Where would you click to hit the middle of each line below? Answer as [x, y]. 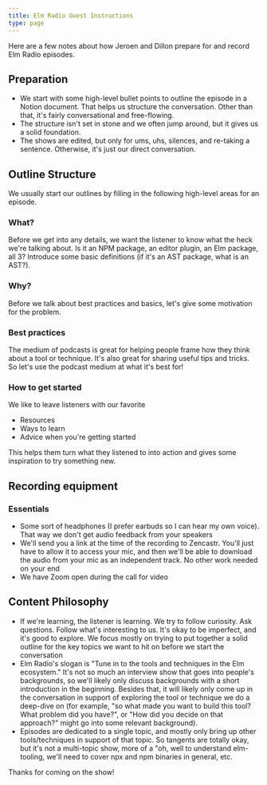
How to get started [45, 387]
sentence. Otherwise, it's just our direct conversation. [108, 149]
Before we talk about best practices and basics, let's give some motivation [130, 303]
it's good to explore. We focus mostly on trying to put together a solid [134, 638]
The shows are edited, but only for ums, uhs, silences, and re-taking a [135, 141]
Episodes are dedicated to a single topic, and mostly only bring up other [138, 731]
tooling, [32, 756]
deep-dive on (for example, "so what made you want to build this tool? [135, 705]
